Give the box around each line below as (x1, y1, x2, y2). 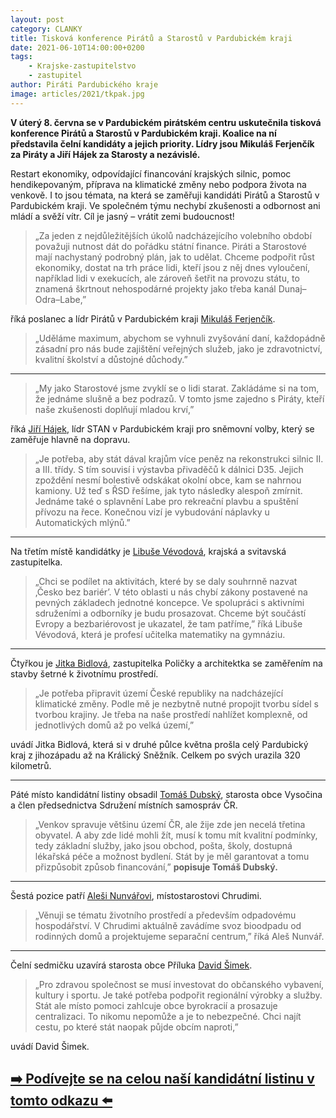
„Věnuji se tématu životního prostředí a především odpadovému (34, 909, 297, 921)
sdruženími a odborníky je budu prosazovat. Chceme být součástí (34, 607, 307, 619)
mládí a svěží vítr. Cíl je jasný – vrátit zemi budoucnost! (10, 210, 235, 222)
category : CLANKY (10, 24, 83, 34)
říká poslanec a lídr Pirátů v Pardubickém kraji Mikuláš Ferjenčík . (10, 312, 276, 325)
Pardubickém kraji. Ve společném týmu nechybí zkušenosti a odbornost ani (10, 199, 321, 211)
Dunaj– (278, 282, 307, 295)
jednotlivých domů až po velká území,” (34, 719, 195, 731)
